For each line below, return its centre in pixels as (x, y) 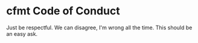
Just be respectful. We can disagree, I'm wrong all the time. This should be (99, 27)
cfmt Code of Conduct (63, 11)
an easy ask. (22, 33)
